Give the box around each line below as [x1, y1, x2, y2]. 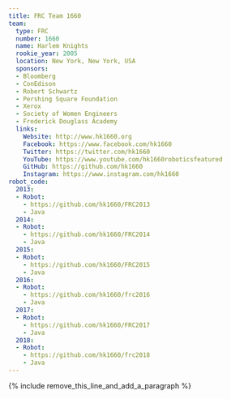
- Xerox [15, 102, 42, 110]
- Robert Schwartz [15, 87, 79, 96]
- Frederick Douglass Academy [15, 118, 118, 126]
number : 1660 [15, 34, 60, 43]
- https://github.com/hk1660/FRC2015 [23, 260, 151, 268]
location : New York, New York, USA [15, 58, 136, 66]
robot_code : [8, 178, 49, 187]
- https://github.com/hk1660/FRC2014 [23, 230, 151, 239]
